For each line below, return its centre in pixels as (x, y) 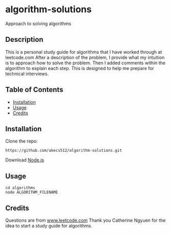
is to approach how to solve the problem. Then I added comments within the (86, 63)
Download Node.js (25, 160)
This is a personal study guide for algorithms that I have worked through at (84, 52)
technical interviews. (27, 74)
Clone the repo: (22, 141)
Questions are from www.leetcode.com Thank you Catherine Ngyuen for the (86, 220)
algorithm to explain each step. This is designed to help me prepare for (80, 68)
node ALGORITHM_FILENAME (32, 193)
